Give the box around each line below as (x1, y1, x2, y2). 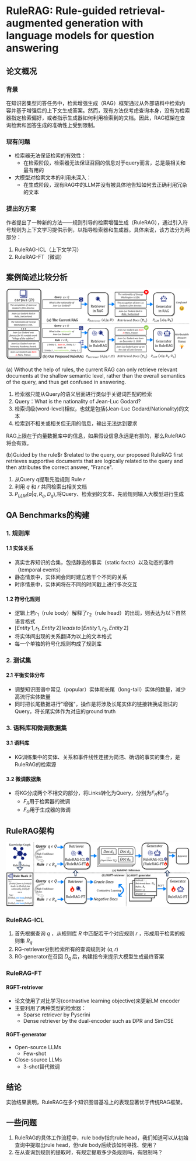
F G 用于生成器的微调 (23, 806, 71, 814)
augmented (6, 16, 63, 30)
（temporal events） (14, 566, 64, 573)
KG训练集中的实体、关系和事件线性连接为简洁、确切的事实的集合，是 (14, 754, 181, 761)
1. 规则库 (6, 529, 30, 537)
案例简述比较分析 (6, 272, 68, 282)
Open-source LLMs (14, 1044, 62, 1051)
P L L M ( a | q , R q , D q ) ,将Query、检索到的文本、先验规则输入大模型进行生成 (14, 490, 184, 499)
